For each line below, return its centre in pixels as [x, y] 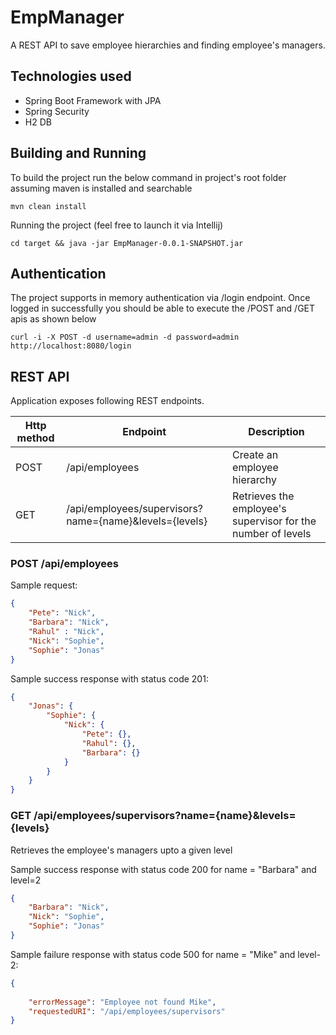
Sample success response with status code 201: [109, 678]
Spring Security [57, 111]
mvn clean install [48, 206]
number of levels [272, 534]
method [35, 438]
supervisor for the [274, 521]
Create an [255, 455]
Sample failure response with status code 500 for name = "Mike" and [153, 954]
